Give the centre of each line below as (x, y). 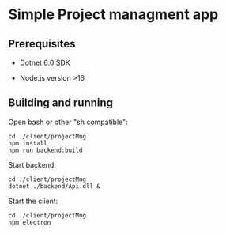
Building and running (60, 103)
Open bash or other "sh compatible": (68, 122)
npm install (28, 143)
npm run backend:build (45, 150)
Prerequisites (42, 44)
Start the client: (33, 201)
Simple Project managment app (113, 15)
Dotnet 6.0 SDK (45, 62)
